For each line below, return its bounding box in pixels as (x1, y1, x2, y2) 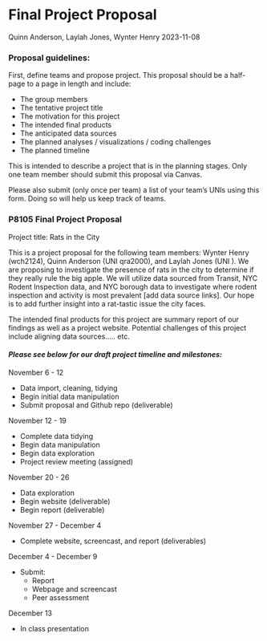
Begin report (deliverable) (19, 505, 105, 514)
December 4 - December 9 (8, 551, 98, 561)
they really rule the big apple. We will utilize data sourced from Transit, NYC (8, 273, 258, 282)
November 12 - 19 (8, 416, 67, 425)
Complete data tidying (19, 431, 94, 440)
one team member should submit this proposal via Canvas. (8, 170, 203, 180)
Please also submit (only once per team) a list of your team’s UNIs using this (8, 185, 260, 195)
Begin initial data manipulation (19, 391, 119, 401)
